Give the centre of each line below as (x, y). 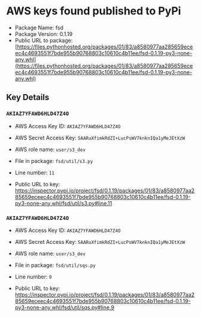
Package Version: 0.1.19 (44, 34)
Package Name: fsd (39, 28)
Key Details (28, 97)
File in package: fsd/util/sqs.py (55, 265)
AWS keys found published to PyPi (94, 11)
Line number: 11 (35, 173)
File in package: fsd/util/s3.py (54, 161)
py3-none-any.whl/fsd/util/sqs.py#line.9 (65, 307)
